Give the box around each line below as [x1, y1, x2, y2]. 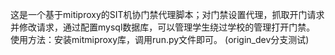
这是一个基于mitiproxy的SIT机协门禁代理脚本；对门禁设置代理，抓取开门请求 [10, 9, 325, 20]
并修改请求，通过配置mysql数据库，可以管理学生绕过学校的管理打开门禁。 [10, 21, 316, 33]
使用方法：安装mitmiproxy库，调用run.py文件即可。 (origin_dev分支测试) [10, 34, 310, 45]
